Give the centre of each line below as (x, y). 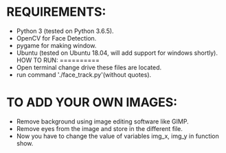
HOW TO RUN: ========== (58, 60)
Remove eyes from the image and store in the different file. (100, 128)
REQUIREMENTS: (56, 12)
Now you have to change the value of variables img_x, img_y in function (117, 136)
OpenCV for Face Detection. (56, 38)
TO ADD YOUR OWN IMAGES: (92, 103)
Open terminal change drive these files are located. (89, 67)
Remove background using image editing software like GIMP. (103, 121)
